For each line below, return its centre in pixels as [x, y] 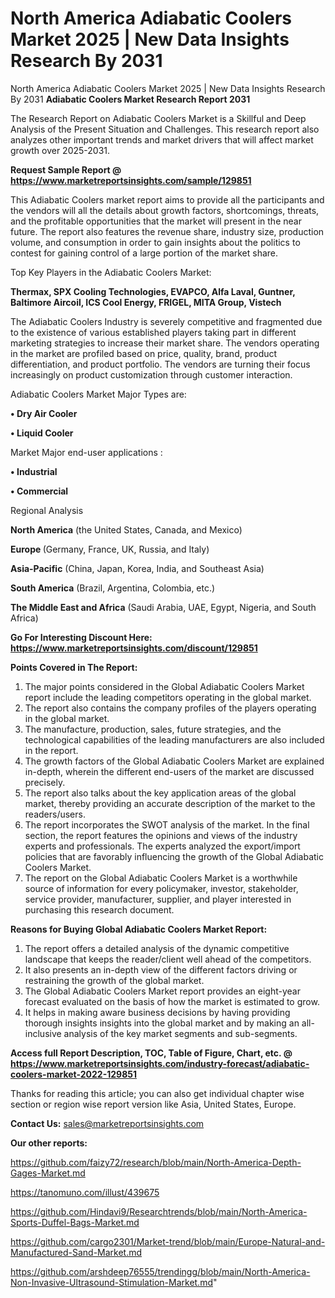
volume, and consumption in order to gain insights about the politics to [155, 242]
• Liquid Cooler [42, 433]
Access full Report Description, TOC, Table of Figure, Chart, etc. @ [151, 1053]
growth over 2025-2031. [60, 150]
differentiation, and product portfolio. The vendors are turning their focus [160, 364]
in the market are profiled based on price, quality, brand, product [144, 353]
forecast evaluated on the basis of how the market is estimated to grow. [172, 1001]
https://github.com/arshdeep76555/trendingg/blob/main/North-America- [160, 1271]
